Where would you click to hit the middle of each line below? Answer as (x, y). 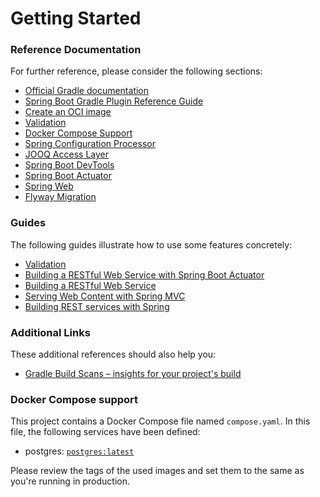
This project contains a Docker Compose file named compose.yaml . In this (160, 421)
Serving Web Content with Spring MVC (105, 296)
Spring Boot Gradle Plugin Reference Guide (114, 101)
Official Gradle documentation (87, 91)
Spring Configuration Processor (90, 144)
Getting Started (76, 18)
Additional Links (50, 332)
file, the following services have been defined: (105, 432)
